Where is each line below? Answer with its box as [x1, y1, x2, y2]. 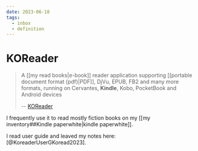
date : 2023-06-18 [6, 8, 50, 15]
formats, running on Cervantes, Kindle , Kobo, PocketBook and [21, 85, 177, 92]
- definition [11, 25, 45, 32]
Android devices [21, 91, 62, 98]
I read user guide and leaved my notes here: [6, 132, 116, 140]
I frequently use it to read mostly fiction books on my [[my [6, 114, 151, 121]
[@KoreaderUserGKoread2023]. [6, 139, 86, 146]
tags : [6, 14, 20, 21]
